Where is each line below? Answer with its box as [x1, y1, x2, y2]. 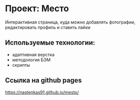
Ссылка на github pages [5, 76, 82, 85]
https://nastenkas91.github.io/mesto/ [5, 89, 79, 95]
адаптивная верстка [12, 51, 55, 57]
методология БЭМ [12, 57, 51, 63]
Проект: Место [5, 3, 69, 14]
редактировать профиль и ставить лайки [5, 24, 91, 30]
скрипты [12, 62, 30, 68]
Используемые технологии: [5, 39, 95, 47]
